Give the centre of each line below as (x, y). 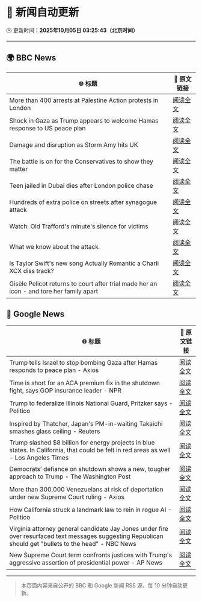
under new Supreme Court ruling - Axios (67, 497)
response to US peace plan (47, 128)
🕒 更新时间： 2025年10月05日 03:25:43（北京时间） (72, 30)
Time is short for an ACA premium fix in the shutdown (85, 383)
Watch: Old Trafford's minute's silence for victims (79, 226)
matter (19, 168)
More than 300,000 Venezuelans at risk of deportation (86, 489)
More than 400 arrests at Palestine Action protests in (84, 100)
